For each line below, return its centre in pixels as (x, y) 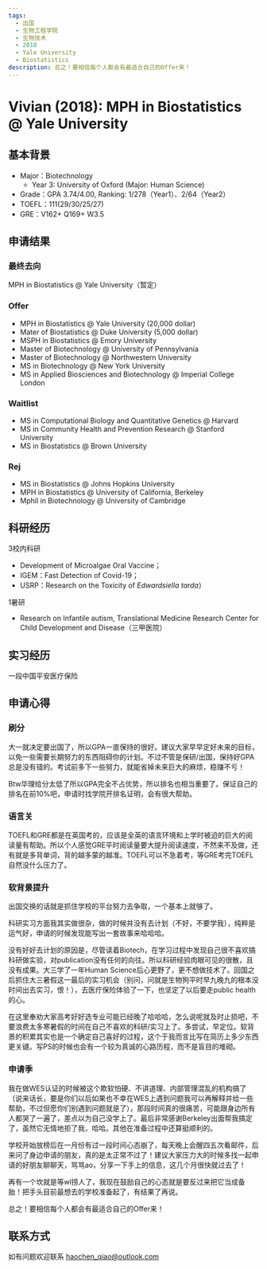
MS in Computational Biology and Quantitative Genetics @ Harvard (129, 421)
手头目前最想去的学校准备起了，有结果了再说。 (106, 1192)
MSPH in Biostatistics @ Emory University (88, 340)
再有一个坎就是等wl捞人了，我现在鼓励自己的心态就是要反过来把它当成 (123, 1181)
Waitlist (23, 403)
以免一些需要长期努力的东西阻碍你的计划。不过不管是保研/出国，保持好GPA (132, 756)
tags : (17, 16)
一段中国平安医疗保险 (43, 675)
